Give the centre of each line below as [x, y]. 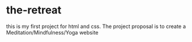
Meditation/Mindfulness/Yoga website [52, 32]
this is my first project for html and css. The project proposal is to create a [96, 26]
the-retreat [34, 10]
